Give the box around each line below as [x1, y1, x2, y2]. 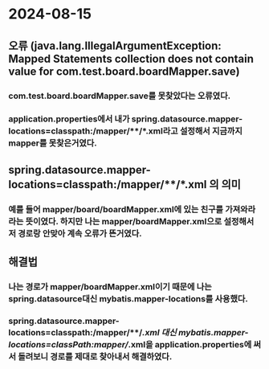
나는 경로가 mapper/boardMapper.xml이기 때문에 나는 [8, 281, 213, 293]
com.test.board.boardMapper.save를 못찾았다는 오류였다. [8, 90, 231, 101]
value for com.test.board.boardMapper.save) [8, 64, 240, 78]
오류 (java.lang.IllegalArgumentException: [8, 39, 222, 52]
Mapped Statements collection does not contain [8, 51, 255, 65]
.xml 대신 [141, 326, 177, 338]
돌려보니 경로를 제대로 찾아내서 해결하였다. [17, 351, 173, 362]
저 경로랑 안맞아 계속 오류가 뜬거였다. [8, 228, 142, 239]
